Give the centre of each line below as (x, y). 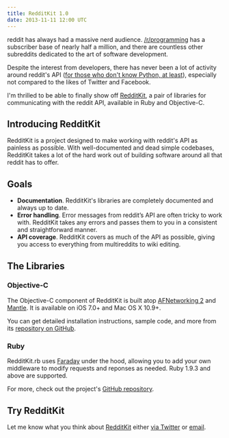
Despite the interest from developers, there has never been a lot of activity (112, 67)
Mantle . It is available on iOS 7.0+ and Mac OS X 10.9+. (84, 308)
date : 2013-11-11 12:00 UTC (47, 20)
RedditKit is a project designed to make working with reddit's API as (103, 141)
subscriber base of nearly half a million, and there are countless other (105, 47)
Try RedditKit (36, 410)
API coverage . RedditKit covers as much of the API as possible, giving (116, 237)
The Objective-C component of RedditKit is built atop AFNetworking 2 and (112, 300)
